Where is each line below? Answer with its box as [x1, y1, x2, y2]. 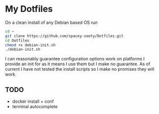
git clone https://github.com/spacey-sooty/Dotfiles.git [5, 33, 124, 38]
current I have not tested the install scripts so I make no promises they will [5, 66, 155, 72]
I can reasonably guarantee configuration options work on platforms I [5, 56, 145, 62]
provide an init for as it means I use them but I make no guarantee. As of [5, 61, 151, 67]
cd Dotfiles [5, 38, 29, 43]
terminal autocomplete [12, 104, 58, 110]
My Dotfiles [5, 3, 53, 15]
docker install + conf [12, 98, 54, 104]
